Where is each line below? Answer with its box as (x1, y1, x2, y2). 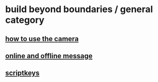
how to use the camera (5, 34, 79, 43)
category (5, 14, 45, 26)
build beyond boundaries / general (5, 4, 153, 15)
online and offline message (5, 52, 93, 60)
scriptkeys (5, 69, 39, 77)
